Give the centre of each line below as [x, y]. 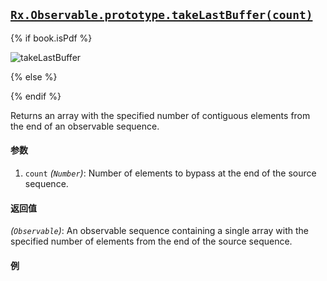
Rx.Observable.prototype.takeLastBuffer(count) [161, 15]
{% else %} [34, 76]
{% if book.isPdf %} [51, 38]
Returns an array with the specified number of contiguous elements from [160, 115]
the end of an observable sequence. [85, 126]
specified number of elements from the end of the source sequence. [151, 241]
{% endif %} [36, 96]
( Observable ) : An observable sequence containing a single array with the [160, 231]
